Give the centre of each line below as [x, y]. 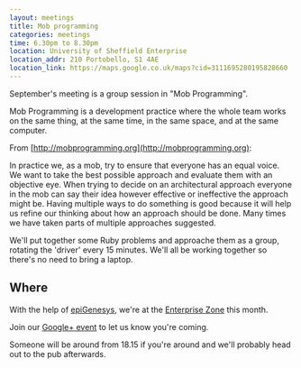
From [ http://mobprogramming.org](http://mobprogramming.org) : [131, 147]
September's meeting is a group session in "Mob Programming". [129, 93]
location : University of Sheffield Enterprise [98, 51]
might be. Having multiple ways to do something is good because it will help [150, 203]
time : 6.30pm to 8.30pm [54, 43]
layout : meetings [42, 18]
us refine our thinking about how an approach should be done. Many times [148, 213]
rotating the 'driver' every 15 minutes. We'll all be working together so [138, 250]
